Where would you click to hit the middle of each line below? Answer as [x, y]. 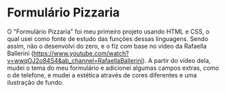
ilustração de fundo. [35, 82]
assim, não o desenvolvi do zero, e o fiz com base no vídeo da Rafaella [107, 46]
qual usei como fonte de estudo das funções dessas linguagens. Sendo [108, 38]
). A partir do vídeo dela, [176, 60]
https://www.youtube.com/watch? [81, 53]
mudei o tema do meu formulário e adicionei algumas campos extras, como [113, 68]
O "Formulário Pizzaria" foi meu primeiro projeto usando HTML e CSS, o [108, 31]
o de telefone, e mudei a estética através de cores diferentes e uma [102, 75]
